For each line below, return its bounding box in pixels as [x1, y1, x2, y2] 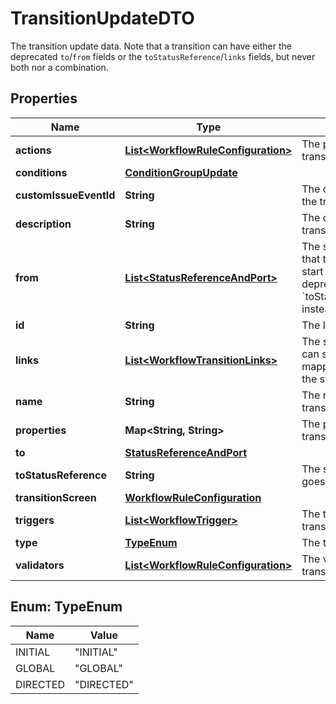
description [15, 217, 72, 231]
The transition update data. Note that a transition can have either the [10, 40, 292, 52]
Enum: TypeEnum [10, 598, 123, 616]
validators [15, 558, 65, 572]
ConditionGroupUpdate [124, 165, 238, 179]
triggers [15, 513, 55, 527]
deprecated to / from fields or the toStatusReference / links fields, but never [10, 50, 316, 62]
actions [15, 143, 52, 157]
